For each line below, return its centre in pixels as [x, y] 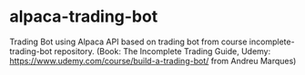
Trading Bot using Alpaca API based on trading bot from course [128, 42]
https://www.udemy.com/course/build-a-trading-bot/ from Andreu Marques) [153, 61]
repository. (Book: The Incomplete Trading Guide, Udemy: [163, 51]
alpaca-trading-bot [84, 17]
